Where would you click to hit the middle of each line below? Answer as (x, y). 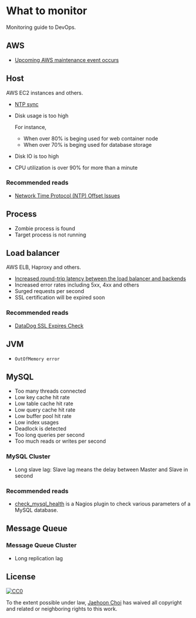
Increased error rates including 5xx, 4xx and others (77, 285)
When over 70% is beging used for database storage (87, 144)
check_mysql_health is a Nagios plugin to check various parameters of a (102, 504)
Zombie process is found (45, 228)
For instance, (31, 127)
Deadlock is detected (40, 429)
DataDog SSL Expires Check (49, 326)
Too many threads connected (50, 391)
